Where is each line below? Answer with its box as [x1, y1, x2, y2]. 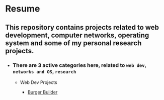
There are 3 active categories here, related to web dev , [12, 61, 146, 68]
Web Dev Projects [20, 79, 57, 85]
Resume [5, 3, 40, 15]
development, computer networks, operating [5, 31, 149, 39]
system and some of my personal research [5, 39, 142, 47]
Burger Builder [27, 89, 58, 95]
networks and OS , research [12, 68, 76, 75]
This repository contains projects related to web [5, 23, 159, 32]
